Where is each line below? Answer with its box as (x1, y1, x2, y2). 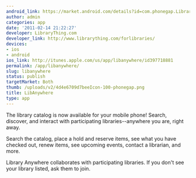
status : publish (6, 74, 45, 79)
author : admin (6, 14, 41, 20)
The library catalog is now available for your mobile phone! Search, (6, 111, 167, 118)
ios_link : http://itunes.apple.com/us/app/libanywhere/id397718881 (6, 57, 174, 63)
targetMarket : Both (6, 79, 54, 85)
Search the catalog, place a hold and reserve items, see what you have (6, 135, 177, 142)
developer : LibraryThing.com (6, 30, 77, 36)
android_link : (6, 8, 41, 15)
